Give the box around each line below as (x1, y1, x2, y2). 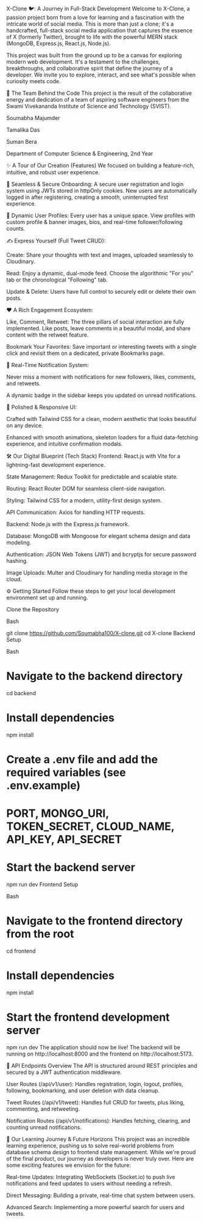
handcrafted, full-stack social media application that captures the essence (6, 27, 193, 34)
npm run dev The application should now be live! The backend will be (6, 1044, 181, 1051)
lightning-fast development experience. (6, 461, 105, 468)
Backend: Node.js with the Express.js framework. (6, 521, 130, 527)
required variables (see (6, 766, 126, 780)
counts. (6, 225, 26, 232)
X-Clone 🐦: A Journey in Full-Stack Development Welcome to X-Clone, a (6, 5, 190, 12)
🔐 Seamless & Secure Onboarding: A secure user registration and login (6, 181, 184, 188)
